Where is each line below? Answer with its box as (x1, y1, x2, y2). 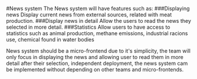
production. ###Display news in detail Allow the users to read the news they (6, 18, 192, 24)
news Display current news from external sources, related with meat (6, 11, 172, 18)
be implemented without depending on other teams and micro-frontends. (6, 66, 184, 73)
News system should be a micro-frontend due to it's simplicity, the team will (6, 47, 191, 54)
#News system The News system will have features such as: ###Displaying (6, 5, 190, 12)
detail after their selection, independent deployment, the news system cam (6, 60, 188, 67)
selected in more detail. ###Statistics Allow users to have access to (6, 23, 170, 30)
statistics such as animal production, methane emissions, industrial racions (6, 30, 188, 37)
